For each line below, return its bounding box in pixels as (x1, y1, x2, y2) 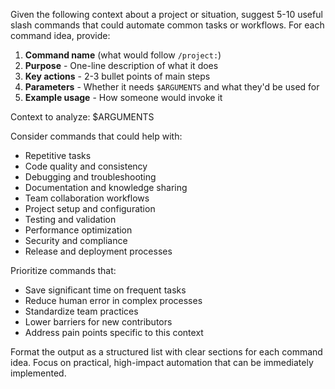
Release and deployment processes (24, 245, 173, 257)
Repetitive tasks (24, 150, 92, 161)
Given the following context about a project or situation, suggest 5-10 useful (10, 9, 323, 20)
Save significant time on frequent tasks (24, 284, 187, 296)
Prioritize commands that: (10, 265, 117, 276)
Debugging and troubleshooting (24, 171, 157, 183)
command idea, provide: (10, 30, 111, 41)
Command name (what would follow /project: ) (24, 49, 222, 61)
